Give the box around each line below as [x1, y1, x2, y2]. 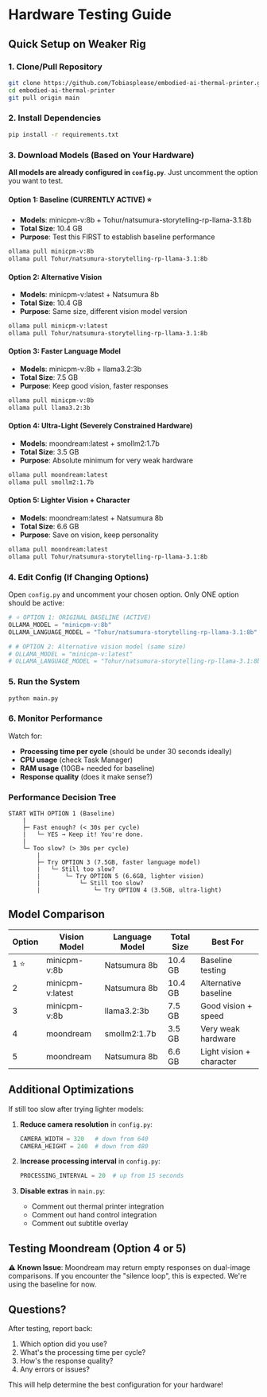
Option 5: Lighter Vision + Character [8, 495, 130, 505]
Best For [211, 936, 244, 947]
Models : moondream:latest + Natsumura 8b [19, 513, 164, 522]
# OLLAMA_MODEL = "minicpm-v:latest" [8, 650, 133, 658]
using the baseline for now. [8, 1279, 97, 1289]
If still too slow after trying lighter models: [8, 1104, 145, 1113]
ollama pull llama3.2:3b [8, 404, 91, 412]
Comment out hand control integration [31, 1210, 157, 1220]
